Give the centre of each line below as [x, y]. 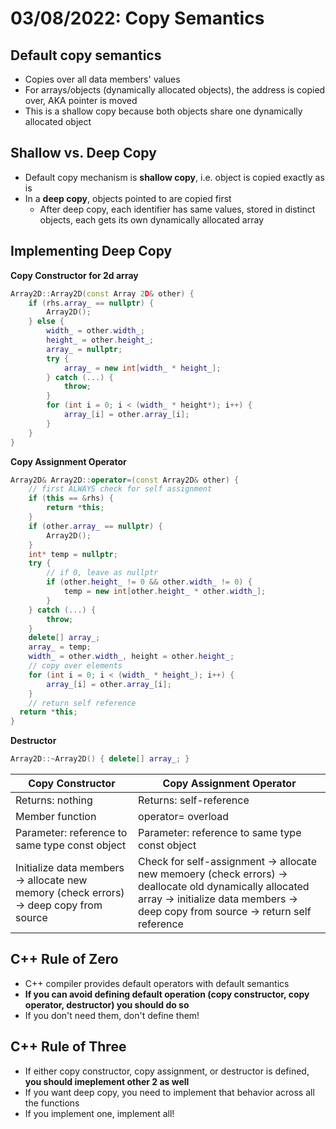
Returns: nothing [54, 800]
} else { [46, 322]
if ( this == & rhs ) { [71, 498]
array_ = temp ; [60, 647]
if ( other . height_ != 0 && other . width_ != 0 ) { [149, 582]
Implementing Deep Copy [91, 251]
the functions [52, 1103]
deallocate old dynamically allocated [224, 886]
